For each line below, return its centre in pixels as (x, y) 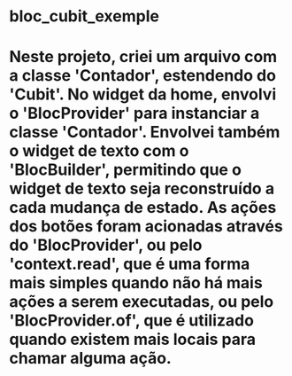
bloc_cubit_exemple (84, 16)
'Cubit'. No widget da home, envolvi (143, 94)
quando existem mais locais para (133, 340)
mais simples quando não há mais (136, 283)
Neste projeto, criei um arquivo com (143, 57)
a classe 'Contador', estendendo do (143, 76)
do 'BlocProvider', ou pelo (106, 245)
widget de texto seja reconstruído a (142, 189)
